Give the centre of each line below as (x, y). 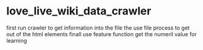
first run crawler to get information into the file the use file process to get (98, 28)
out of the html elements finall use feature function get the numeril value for (102, 34)
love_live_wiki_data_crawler (79, 11)
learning (17, 40)
